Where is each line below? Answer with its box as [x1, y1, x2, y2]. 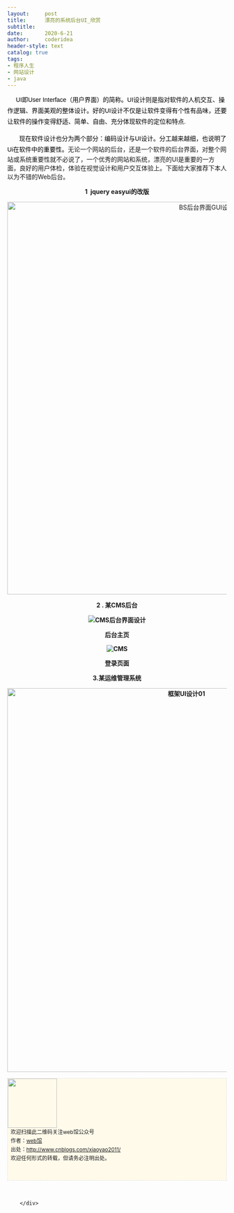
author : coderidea [7, 36, 73, 43]
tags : [7, 56, 23, 63]
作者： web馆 [10, 1137, 42, 1145]
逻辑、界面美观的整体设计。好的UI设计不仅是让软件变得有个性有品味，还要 [13, 107, 227, 115]
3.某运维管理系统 [93, 674, 141, 683]
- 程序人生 [7, 62, 35, 69]
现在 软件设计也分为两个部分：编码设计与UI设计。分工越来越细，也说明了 [19, 135, 227, 143]
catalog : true [7, 50, 49, 57]
